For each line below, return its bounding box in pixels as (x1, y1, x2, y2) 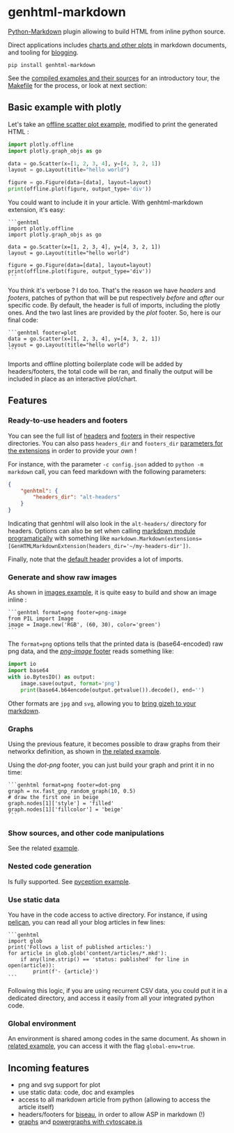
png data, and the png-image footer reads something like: (8, 647, 174, 655)
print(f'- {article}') (33, 968, 99, 975)
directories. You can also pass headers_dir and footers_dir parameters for (8, 439, 224, 447)
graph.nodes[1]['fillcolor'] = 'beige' (8, 806, 124, 813)
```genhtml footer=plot (8, 329, 77, 336)
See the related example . (8, 844, 79, 853)
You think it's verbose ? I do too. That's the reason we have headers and (8, 287, 216, 294)
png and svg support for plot (17, 1081, 100, 1089)
